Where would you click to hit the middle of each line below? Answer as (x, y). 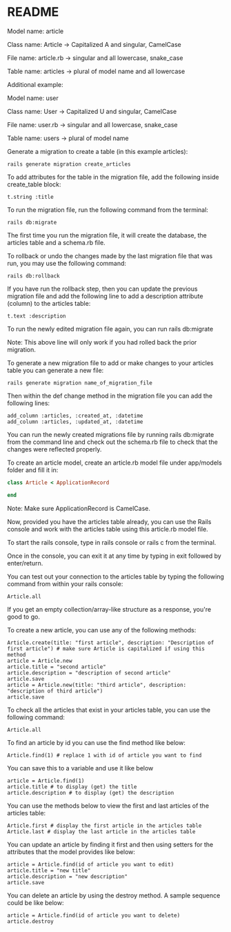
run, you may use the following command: (67, 263)
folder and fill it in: (33, 469)
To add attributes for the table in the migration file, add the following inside (113, 177)
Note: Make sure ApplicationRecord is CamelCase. (79, 508)
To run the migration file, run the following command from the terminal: (108, 210)
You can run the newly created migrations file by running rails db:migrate (111, 434)
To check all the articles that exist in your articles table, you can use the (109, 710)
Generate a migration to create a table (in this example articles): (98, 151)
